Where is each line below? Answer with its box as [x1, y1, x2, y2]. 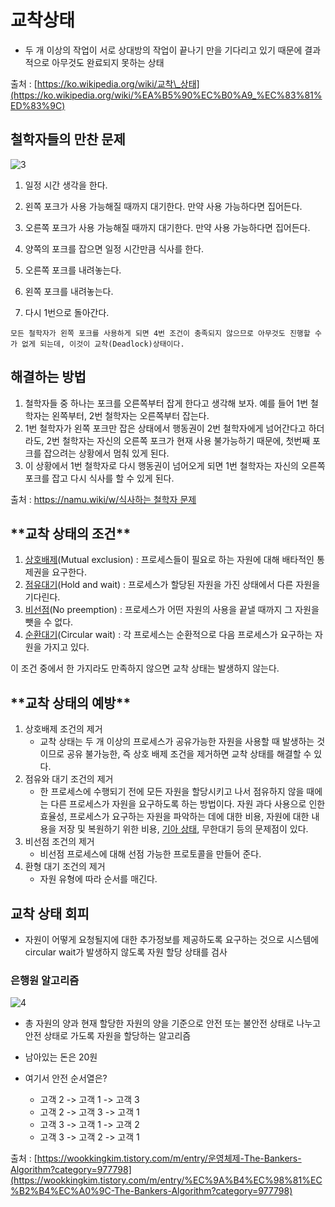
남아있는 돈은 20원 [24, 1051, 98, 1063]
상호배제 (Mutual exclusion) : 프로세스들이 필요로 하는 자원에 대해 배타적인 [24, 554, 315, 566]
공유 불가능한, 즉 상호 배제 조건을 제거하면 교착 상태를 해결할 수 [66, 748, 312, 760]
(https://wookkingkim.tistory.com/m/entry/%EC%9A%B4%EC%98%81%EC [10, 1174, 323, 1186]
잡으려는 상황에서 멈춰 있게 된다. [43, 447, 170, 459]
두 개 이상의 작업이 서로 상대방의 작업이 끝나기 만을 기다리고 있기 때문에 [24, 44, 303, 56]
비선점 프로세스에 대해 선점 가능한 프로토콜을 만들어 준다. [39, 848, 262, 860]
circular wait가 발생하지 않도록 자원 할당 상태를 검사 [24, 946, 228, 958]
